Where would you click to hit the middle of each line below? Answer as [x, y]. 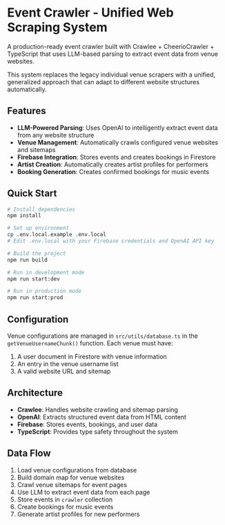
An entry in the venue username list [68, 364]
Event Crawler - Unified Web [90, 13]
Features [27, 111]
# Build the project [37, 254]
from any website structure [56, 135]
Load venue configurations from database [77, 470]
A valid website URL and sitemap [64, 371]
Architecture [35, 393]
